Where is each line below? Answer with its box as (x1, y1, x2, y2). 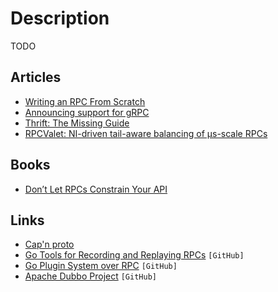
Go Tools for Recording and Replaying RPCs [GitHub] (24, 249, 245, 261)
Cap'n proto (24, 238, 75, 251)
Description (10, 7, 110, 30)
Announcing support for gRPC (24, 106, 150, 118)
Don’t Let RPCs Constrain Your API (24, 183, 168, 195)
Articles (10, 69, 62, 86)
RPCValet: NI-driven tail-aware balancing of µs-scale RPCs (24, 127, 268, 139)
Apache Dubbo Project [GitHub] (24, 270, 157, 282)
